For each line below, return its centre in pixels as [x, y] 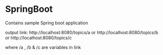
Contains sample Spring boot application [47, 23]
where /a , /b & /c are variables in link [43, 47]
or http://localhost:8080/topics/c [38, 38]
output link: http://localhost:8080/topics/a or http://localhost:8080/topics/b [82, 32]
